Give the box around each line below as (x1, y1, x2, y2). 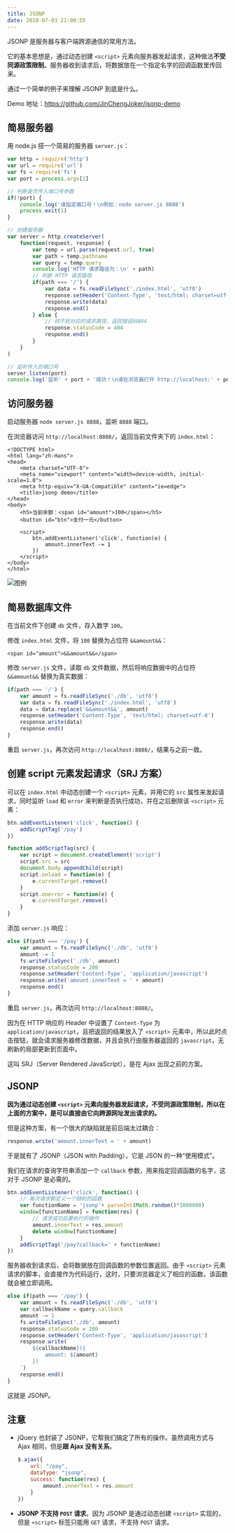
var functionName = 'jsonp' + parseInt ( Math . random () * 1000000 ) (20, 1202, 205, 1209)
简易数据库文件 (7, 601, 72, 613)
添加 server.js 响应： (7, 924, 70, 932)
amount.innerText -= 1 (44, 541, 111, 548)
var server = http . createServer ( (7, 233, 105, 241)
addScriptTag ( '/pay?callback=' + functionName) (20, 1241, 161, 1248)
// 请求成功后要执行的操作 (32, 1215, 99, 1222)
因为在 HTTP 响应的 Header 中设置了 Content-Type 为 (7, 1018, 161, 1026)
